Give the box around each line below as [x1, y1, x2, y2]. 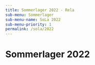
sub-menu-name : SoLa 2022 [5, 17, 61, 22]
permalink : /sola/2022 [5, 27, 54, 32]
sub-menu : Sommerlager [5, 12, 54, 17]
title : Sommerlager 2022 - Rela [5, 7, 74, 13]
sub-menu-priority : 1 [5, 21, 52, 27]
